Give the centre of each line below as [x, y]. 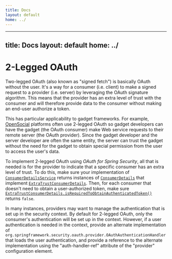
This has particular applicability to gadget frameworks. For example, [77, 118]
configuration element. [29, 251]
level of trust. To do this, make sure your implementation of [67, 172]
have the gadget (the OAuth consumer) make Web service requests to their [84, 129]
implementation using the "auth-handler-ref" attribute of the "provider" [80, 245]
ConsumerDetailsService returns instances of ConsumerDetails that [75, 177]
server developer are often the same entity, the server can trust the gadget [84, 140]
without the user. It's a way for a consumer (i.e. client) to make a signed [81, 87]
